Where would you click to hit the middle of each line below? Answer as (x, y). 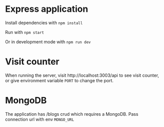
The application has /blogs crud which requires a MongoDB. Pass (72, 114)
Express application (47, 9)
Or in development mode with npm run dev (48, 42)
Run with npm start (25, 32)
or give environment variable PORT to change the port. (59, 80)
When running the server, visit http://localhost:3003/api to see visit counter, (82, 75)
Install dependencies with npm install (44, 23)
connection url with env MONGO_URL (40, 119)
